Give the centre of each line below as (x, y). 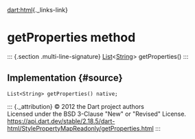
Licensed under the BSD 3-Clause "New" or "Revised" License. (97, 114)
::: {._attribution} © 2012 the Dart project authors (76, 106)
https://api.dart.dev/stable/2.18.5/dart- (61, 121)
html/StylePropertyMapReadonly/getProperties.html (81, 128)
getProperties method (71, 38)
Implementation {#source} (65, 78)
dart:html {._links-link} (38, 10)
